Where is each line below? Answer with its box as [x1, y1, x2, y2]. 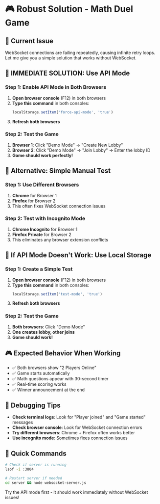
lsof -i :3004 [5, 467, 34, 472]
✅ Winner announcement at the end [12, 387, 85, 393]
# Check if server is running [5, 462, 67, 467]
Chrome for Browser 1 [12, 192, 57, 198]
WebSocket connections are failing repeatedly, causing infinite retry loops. [5, 50, 156, 55]
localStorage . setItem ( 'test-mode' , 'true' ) [12, 292, 103, 296]
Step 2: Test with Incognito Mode [5, 215, 86, 222]
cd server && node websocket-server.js [5, 480, 87, 485]
